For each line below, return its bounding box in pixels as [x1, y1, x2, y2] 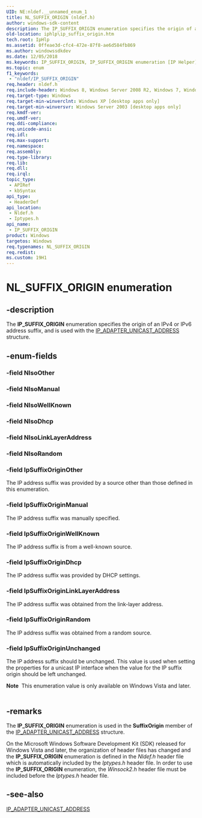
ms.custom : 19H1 [6, 255, 47, 261]
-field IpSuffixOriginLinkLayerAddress [6, 587, 120, 595]
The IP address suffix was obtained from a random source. [6, 629, 152, 636]
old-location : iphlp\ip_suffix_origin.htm [6, 31, 114, 37]
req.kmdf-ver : [6, 109, 42, 115]
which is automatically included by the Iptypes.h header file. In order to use [6, 759, 193, 766]
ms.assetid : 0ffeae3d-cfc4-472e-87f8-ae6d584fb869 [6, 43, 136, 49]
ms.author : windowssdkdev [6, 48, 71, 54]
